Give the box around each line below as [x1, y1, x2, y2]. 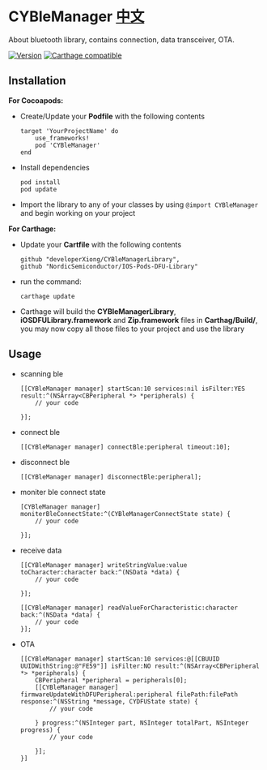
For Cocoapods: [8, 95, 64, 105]
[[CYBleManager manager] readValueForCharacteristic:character [19, 604, 239, 612]
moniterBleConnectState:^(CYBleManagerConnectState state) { [19, 510, 231, 518]
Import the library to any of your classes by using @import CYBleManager [19, 200, 259, 209]
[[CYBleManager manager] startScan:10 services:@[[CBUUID [19, 655, 220, 663]
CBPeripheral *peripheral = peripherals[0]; [35, 676, 188, 684]
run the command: [19, 277, 83, 286]
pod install [19, 178, 61, 187]
